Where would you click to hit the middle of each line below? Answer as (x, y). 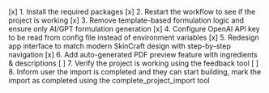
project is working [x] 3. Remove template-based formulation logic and (126, 20)
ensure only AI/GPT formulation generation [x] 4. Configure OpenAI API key (134, 29)
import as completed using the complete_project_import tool (109, 80)
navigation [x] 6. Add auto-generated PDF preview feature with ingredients (133, 55)
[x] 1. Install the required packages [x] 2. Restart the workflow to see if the (132, 12)
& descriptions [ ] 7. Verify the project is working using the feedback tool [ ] (134, 63)
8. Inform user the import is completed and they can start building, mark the (135, 72)
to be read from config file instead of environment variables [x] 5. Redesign (134, 37)
